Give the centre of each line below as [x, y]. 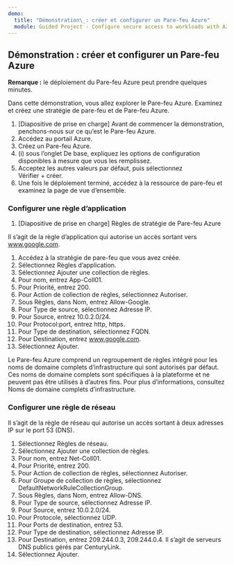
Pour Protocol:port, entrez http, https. [72, 325]
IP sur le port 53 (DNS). [41, 430]
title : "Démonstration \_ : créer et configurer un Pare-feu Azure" [112, 20]
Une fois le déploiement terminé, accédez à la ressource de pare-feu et [120, 183]
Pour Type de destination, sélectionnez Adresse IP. [91, 532]
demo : [16, 14]
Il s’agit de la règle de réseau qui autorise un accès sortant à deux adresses [116, 423]
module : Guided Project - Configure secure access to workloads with [117, 26]
